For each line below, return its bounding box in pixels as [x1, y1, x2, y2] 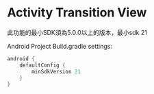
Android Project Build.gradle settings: [7, 42, 113, 50]
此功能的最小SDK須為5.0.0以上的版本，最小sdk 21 [7, 28, 147, 36]
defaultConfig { [19, 62, 66, 69]
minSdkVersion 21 [31, 68, 81, 75]
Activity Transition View [7, 5, 147, 21]
